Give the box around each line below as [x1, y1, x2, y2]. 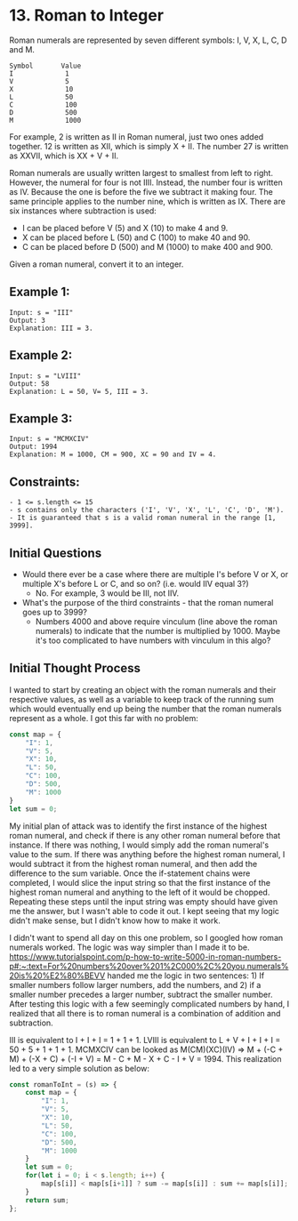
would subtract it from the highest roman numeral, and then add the [9, 858, 258, 869]
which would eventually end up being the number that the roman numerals [9, 703, 282, 714]
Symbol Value [9, 61, 82, 70]
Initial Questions [9, 545, 102, 560]
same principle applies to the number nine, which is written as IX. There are [9, 196, 286, 206]
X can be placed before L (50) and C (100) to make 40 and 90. [21, 232, 251, 243]
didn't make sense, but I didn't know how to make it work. [9, 915, 221, 926]
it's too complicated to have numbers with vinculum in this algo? [35, 635, 271, 646]
